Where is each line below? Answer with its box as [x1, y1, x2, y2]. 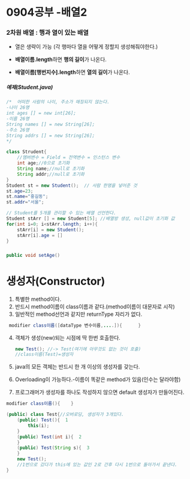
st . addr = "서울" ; [6, 199, 44, 205]
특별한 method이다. [14, 295, 62, 303]
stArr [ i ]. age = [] [17, 232, 63, 238]
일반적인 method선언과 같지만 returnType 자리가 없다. [14, 310, 143, 318]
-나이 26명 [6, 104, 30, 111]
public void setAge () [6, 252, 61, 258]
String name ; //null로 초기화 [17, 166, 85, 172]
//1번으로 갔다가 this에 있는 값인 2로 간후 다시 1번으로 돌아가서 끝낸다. [17, 462, 178, 468]
